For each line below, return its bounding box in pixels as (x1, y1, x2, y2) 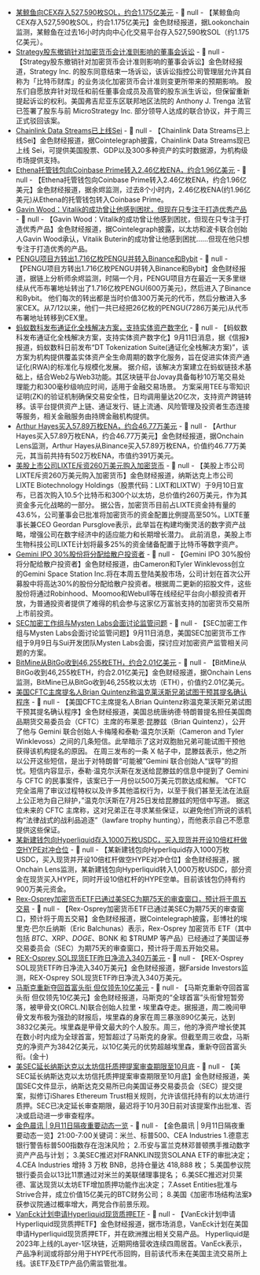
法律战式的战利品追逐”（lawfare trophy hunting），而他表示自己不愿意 (25, 816, 250, 824)
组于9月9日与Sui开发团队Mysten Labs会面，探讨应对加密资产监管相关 (15, 638, 242, 647)
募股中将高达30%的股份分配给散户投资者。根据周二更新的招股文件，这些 (15, 579, 252, 588)
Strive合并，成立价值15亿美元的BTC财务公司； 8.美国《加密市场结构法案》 (15, 1190, 252, 1199)
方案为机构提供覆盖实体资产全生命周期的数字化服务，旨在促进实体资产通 (15, 352, 250, 362)
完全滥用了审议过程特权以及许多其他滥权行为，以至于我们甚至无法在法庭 (15, 786, 250, 795)
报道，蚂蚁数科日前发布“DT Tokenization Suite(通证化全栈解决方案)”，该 (15, 343, 249, 351)
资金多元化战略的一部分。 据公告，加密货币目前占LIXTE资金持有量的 (15, 500, 236, 509)
